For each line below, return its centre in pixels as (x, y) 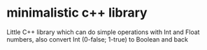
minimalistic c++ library (77, 13)
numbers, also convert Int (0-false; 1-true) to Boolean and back (97, 39)
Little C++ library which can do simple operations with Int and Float (103, 32)
